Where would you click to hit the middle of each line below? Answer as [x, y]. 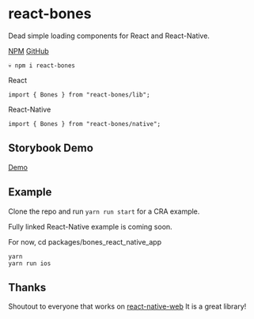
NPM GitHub [28, 51]
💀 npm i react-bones [42, 65]
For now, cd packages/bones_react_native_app [85, 241]
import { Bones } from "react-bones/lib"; [79, 95]
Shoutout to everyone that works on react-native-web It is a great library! [127, 306]
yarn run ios [30, 263]
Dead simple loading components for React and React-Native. [109, 36]
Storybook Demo [51, 148]
